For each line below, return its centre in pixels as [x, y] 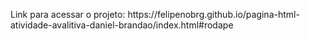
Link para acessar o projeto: [68, 14]
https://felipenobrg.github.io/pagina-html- [213, 14]
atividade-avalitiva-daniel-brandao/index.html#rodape [122, 25]
